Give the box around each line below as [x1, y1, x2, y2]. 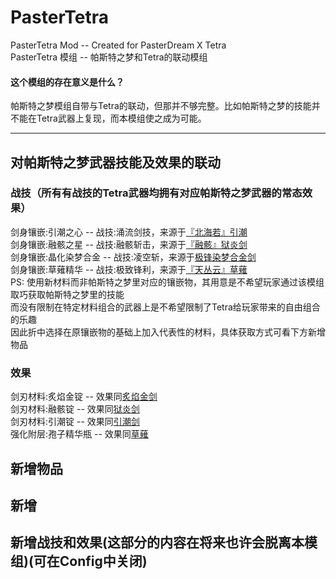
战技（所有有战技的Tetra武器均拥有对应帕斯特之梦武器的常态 [10, 186, 303, 200]
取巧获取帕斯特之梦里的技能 [10, 288, 125, 300]
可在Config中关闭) [33, 553, 148, 570]
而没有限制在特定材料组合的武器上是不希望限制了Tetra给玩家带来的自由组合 [10, 301, 321, 313]
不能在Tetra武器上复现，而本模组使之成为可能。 [10, 112, 207, 125]
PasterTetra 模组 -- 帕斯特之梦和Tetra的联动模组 [10, 51, 208, 63]
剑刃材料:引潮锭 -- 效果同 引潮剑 [10, 416, 140, 428]
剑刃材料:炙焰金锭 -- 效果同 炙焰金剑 [10, 391, 158, 403]
